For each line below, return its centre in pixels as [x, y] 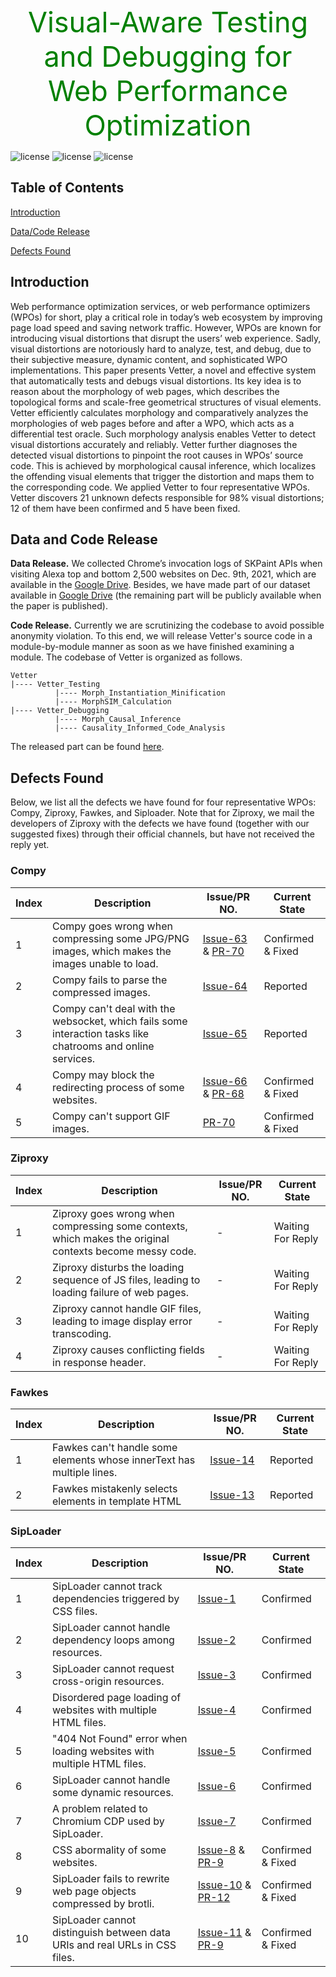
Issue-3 [217, 1675]
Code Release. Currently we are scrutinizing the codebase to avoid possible [167, 625]
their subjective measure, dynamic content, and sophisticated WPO [149, 359]
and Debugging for [168, 56]
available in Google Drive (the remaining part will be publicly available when [166, 595]
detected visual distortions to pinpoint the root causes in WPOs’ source [157, 455]
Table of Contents [67, 188]
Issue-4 [217, 1710]
